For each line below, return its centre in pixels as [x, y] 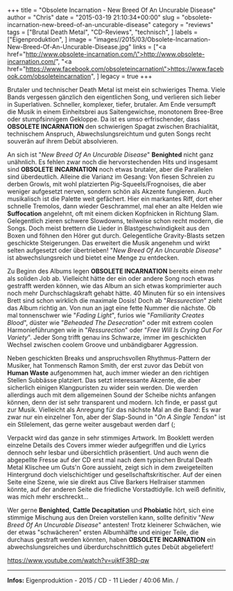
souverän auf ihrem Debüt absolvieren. [63, 141]
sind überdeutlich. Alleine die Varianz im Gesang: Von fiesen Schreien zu [111, 177]
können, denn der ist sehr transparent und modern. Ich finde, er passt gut [112, 402]
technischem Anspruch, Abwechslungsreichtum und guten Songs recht [109, 134]
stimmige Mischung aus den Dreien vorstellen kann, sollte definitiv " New [111, 518]
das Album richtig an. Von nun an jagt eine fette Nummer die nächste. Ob [112, 308]
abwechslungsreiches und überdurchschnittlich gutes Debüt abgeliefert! [110, 547]
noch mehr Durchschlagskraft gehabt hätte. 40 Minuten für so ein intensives [116, 293]
